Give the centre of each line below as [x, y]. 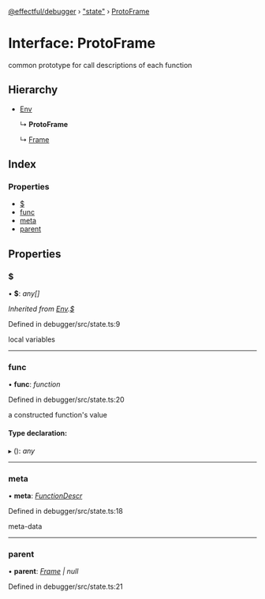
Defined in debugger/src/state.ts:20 [66, 400]
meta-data [25, 526]
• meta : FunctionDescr [45, 496]
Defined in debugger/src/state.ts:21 [66, 586]
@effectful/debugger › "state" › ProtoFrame [79, 11]
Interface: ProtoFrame [82, 43]
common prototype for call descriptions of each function [100, 65]
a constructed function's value [58, 415]
